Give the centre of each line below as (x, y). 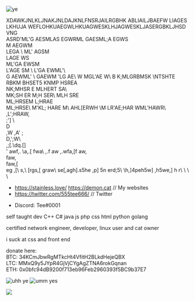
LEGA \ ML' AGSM (28, 52)
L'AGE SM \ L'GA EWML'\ (36, 70)
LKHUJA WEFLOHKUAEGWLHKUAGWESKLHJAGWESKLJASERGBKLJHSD (96, 27)
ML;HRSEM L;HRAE (30, 102)
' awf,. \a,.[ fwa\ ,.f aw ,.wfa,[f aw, (47, 151)
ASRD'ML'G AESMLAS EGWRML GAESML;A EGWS (67, 39)
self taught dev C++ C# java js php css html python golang (77, 217)
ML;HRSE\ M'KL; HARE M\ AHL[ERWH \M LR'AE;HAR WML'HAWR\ (86, 108)
